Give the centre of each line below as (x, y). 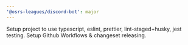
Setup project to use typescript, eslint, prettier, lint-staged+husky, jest (94, 29)
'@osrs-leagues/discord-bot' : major (53, 12)
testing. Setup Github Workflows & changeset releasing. (76, 35)
